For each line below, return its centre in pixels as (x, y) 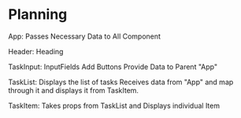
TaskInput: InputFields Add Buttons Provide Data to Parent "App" (113, 66)
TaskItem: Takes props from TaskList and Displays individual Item (114, 105)
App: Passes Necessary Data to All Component (85, 36)
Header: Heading (36, 51)
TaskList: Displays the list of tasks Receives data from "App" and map (121, 82)
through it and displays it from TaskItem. (74, 90)
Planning (38, 15)
